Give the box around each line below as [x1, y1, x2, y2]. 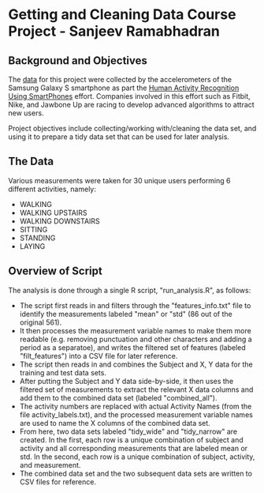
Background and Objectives [8, 54, 148, 67]
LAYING [19, 241, 46, 250]
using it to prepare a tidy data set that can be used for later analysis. [8, 132, 230, 141]
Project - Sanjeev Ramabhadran [8, 22, 221, 40]
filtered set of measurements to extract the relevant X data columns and [19, 385, 254, 394]
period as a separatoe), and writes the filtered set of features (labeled [19, 342, 246, 352]
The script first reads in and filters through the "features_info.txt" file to [19, 300, 251, 310]
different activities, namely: [8, 184, 97, 194]
